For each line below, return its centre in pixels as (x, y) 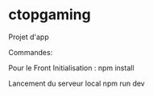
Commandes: (31, 52)
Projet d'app (29, 37)
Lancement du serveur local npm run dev (76, 83)
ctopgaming (50, 15)
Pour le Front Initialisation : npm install (71, 68)
